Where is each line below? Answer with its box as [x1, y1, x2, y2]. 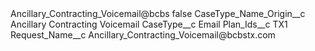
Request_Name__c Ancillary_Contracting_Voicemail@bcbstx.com [10, 29, 276, 41]
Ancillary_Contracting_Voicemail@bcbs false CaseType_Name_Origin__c [10, 8, 306, 19]
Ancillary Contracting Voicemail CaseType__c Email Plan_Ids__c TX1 [10, 18, 288, 30]
